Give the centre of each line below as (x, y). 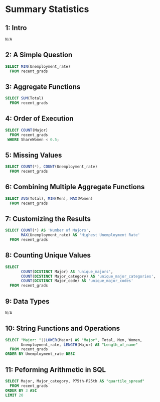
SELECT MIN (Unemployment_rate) (38, 66)
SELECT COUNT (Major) (27, 130)
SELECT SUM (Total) (24, 98)
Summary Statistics (47, 9)
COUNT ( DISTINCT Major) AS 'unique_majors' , (67, 272)
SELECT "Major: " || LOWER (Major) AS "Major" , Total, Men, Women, (74, 340)
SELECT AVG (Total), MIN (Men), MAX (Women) (49, 198)
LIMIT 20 (14, 395)
